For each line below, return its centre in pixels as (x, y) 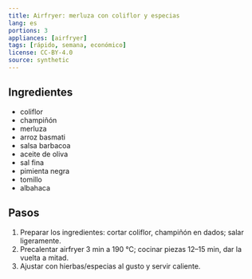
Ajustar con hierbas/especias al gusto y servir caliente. (110, 266)
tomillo (31, 179)
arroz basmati (43, 137)
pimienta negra (45, 171)
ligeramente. (40, 241)
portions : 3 (28, 30)
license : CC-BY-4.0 (41, 53)
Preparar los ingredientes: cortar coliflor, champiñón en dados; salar (132, 232)
